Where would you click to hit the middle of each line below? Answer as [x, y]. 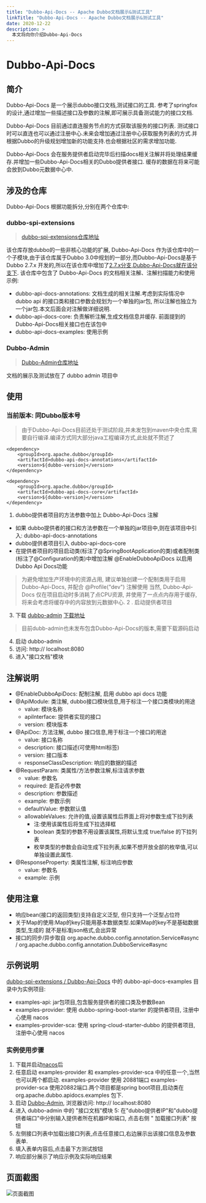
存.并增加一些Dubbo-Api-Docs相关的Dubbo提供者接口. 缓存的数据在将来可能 [103, 162]
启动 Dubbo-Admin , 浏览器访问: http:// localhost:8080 [83, 1102]
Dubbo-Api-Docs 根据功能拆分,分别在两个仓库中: [68, 207]
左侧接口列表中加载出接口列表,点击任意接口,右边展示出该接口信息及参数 [105, 1133]
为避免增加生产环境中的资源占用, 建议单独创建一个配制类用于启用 [103, 579]
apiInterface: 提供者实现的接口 [63, 717]
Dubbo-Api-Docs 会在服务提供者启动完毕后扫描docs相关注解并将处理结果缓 [102, 154]
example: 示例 [42, 878]
